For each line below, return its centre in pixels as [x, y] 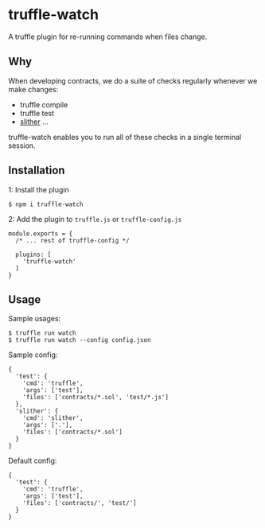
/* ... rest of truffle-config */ [72, 240]
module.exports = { [41, 233]
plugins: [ [33, 254]
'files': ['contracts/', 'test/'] [80, 503]
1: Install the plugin [39, 189]
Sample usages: [35, 319]
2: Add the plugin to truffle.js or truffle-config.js [95, 219]
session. [22, 146]
